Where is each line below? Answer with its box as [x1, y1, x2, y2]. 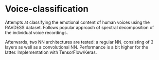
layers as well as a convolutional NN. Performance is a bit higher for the [5, 44, 148, 50]
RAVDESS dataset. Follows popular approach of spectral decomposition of [5, 24, 154, 30]
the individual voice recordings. [5, 30, 68, 35]
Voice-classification [5, 3, 88, 15]
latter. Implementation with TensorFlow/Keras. [5, 49, 97, 55]
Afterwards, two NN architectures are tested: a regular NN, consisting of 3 [5, 39, 154, 45]
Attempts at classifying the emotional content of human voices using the [5, 19, 150, 25]
